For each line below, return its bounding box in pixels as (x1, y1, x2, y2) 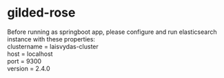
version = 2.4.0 (7, 64, 50, 72)
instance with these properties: (7, 35, 95, 43)
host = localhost (7, 50, 53, 58)
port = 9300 (7, 57, 42, 65)
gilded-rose (7, 5, 76, 21)
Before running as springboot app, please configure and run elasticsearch (7, 28, 217, 36)
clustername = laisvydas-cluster (7, 42, 99, 50)
